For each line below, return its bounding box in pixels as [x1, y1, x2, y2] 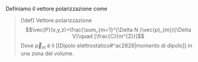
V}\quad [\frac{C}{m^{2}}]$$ [72, 33, 145, 40]
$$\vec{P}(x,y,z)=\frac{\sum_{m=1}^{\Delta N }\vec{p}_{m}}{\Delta [25, 26, 191, 33]
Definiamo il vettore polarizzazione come [5, 5, 108, 12]
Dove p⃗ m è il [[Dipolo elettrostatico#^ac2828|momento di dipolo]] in [20, 42, 193, 51]
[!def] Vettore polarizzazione [20, 17, 92, 23]
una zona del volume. [20, 49, 74, 57]
